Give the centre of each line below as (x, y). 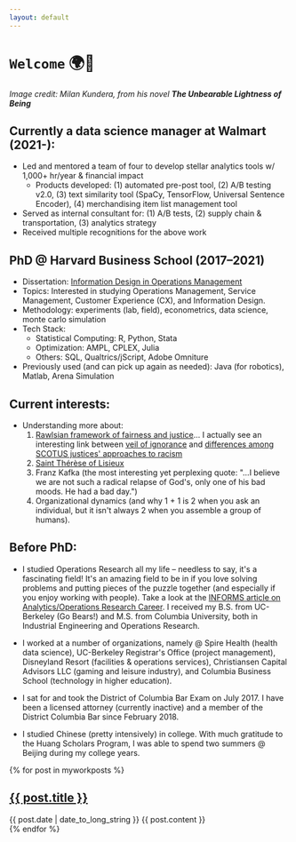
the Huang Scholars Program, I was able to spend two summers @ (144, 743)
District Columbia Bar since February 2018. (100, 717)
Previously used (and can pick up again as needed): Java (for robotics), (153, 367)
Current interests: (60, 404)
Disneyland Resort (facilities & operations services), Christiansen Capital (154, 662)
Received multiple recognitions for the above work (114, 233)
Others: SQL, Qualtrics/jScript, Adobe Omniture (122, 357)
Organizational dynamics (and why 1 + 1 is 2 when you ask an (148, 501)
